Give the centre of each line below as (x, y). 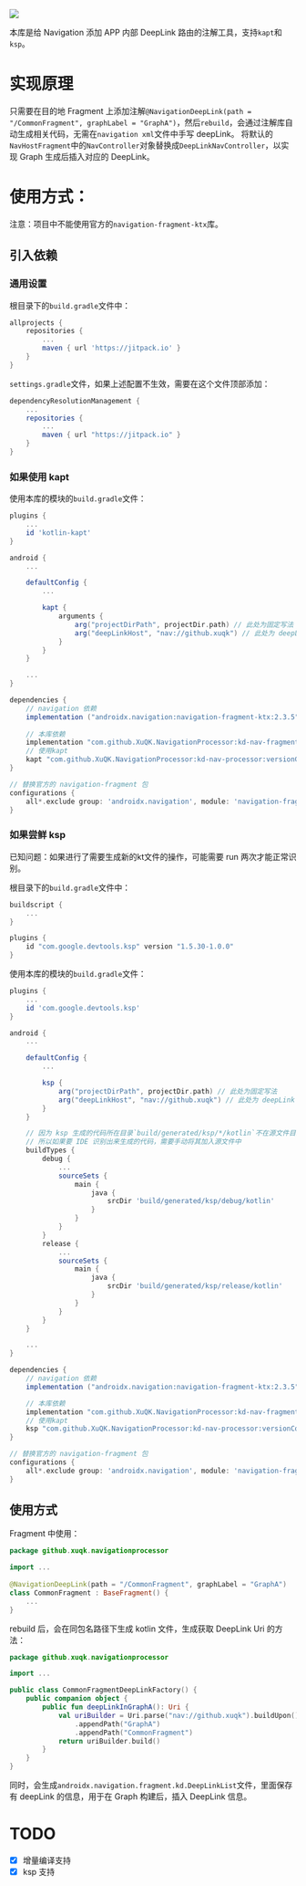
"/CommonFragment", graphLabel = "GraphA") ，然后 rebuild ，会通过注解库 (147, 122)
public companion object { (77, 1699)
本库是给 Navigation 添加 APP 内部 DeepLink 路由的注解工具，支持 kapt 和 (146, 32)
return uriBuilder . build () (109, 1741)
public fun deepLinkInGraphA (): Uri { (116, 1707)
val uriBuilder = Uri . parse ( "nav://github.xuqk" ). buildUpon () (178, 1715)
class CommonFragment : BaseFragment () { (89, 1593)
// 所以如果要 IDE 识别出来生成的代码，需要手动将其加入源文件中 (133, 1142)
